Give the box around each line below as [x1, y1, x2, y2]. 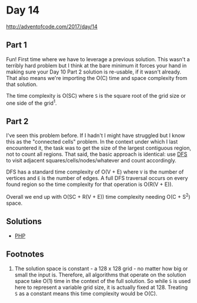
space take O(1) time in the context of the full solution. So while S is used [14, 277, 191, 284]
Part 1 [6, 40, 28, 50]
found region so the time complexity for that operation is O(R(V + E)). [6, 181, 173, 188]
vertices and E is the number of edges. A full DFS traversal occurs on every [6, 175, 188, 182]
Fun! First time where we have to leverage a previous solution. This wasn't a [6, 55, 190, 62]
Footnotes [6, 249, 44, 259]
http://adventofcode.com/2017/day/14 [6, 23, 98, 30]
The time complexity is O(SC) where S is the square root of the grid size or [6, 92, 186, 99]
